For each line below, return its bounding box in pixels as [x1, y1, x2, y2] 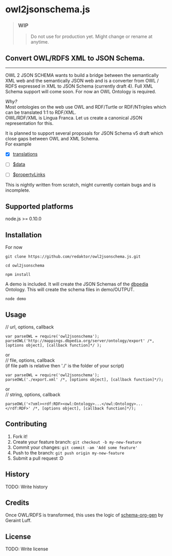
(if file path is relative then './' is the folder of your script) [5, 362, 124, 368]
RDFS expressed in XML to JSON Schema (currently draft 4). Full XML [5, 83, 154, 89]
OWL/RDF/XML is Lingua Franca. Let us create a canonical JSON [5, 115, 142, 121]
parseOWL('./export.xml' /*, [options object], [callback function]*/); [5, 377, 164, 382]
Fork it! [12, 433, 28, 439]
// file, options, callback [5, 357, 55, 363]
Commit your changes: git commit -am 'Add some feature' [12, 444, 138, 450]
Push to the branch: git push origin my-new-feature [12, 449, 124, 456]
